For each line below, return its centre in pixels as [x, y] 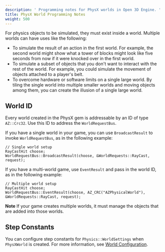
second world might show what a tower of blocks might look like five [82, 53]
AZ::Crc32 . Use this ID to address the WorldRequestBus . [61, 123]
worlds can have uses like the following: [46, 38]
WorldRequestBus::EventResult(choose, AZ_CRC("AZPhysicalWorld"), [75, 193]
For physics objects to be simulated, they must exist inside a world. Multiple [82, 33]
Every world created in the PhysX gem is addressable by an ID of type [77, 118]
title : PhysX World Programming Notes [45, 14]
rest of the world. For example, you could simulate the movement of [82, 69]
